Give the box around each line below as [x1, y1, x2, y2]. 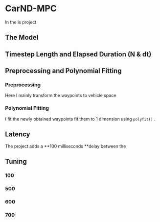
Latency [5, 130, 30, 139]
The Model [5, 33, 39, 42]
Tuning [5, 157, 27, 166]
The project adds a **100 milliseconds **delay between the [5, 143, 126, 149]
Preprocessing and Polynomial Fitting [5, 67, 122, 75]
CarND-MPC [5, 3, 57, 14]
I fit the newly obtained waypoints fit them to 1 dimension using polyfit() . [5, 116, 156, 122]
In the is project [5, 19, 37, 25]
